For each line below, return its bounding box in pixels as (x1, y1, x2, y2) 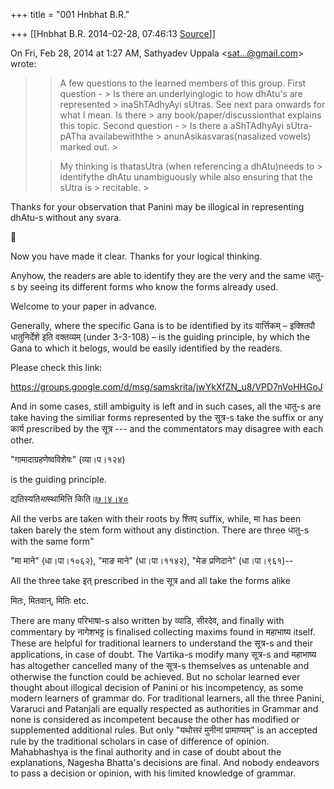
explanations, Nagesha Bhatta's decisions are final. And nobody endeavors (10, 757, 320, 768)
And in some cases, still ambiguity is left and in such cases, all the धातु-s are (10, 400, 322, 412)
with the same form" (10, 535, 95, 547)
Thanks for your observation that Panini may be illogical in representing (10, 201, 305, 213)
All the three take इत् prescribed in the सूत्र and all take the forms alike (10, 575, 291, 586)
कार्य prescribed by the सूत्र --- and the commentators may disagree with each (10, 423, 324, 434)
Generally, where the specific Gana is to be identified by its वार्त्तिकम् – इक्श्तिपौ (10, 320, 315, 331)
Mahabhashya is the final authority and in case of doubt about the (10, 746, 282, 758)
